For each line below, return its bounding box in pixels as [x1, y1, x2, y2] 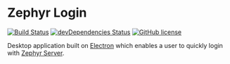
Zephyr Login [7, 5, 87, 21]
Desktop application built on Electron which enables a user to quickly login [7, 41, 224, 49]
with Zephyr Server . [7, 49, 65, 57]
